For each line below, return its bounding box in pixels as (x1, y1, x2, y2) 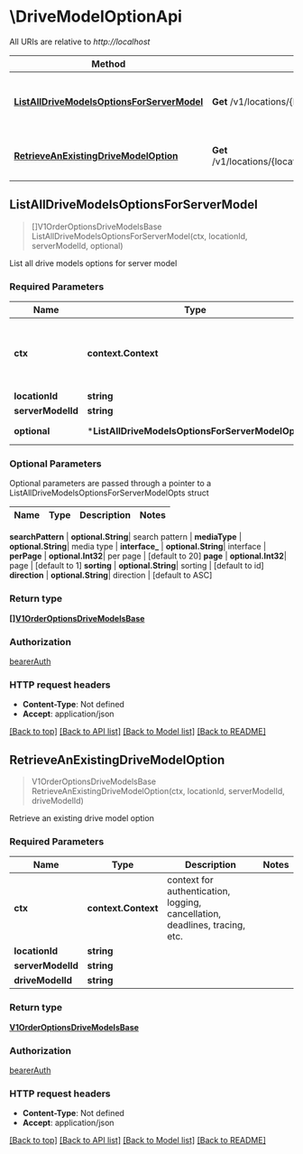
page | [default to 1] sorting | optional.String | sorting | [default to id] (9, 560, 264, 571)
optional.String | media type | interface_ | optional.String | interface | (9, 541, 267, 552)
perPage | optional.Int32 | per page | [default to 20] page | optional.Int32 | (9, 550, 287, 561)
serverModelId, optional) (31, 240, 124, 251)
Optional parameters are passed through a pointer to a (9, 478, 212, 489)
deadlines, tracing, (166, 919, 246, 931)
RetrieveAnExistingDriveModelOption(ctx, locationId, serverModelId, (31, 786, 286, 797)
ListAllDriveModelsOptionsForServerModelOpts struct (9, 487, 209, 498)
